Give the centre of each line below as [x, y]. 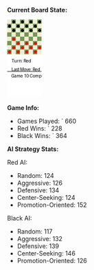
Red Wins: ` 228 [40, 128]
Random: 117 [35, 232]
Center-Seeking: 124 [46, 198]
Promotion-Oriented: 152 [52, 205]
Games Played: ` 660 [47, 121]
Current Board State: [37, 10]
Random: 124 [36, 176]
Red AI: [17, 162]
